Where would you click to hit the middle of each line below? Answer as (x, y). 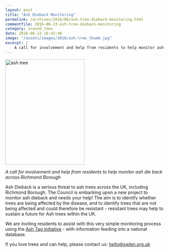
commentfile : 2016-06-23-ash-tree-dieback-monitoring (63, 24)
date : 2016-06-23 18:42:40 (34, 33)
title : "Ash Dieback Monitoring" (40, 15)
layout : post (19, 10)
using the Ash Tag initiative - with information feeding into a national (76, 229)
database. (16, 234)
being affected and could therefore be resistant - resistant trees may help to (84, 208)
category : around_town (29, 29)
